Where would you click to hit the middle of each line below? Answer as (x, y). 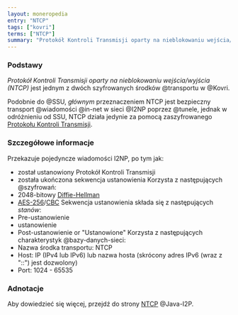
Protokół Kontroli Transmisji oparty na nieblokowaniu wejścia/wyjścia (109, 81)
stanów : (29, 209)
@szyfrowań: (37, 187)
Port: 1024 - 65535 (45, 270)
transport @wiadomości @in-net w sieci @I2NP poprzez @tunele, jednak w (118, 109)
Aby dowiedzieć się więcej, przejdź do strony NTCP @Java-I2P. (101, 304)
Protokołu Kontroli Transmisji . (50, 124)
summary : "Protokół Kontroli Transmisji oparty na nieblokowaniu (106, 40)
